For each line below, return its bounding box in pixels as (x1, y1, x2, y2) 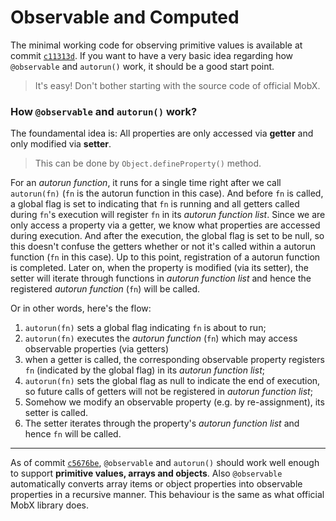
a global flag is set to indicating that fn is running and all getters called (10, 198, 300, 210)
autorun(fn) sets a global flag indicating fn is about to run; (24, 322, 267, 334)
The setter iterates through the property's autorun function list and (24, 417, 300, 430)
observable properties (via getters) (24, 343, 170, 355)
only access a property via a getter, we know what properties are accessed (10, 219, 321, 231)
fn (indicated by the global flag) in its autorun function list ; (24, 364, 265, 376)
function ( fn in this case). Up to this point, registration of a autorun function (10, 251, 321, 263)
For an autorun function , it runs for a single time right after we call (10, 177, 282, 189)
